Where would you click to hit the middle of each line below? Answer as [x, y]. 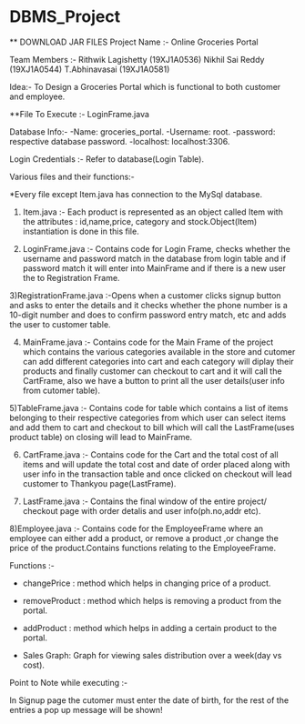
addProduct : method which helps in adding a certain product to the [150, 628]
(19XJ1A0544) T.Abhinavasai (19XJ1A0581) [90, 69]
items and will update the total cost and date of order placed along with [156, 464]
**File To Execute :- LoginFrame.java [80, 114]
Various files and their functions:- [72, 176]
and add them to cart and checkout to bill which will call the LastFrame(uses [152, 427]
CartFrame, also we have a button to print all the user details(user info [153, 380]
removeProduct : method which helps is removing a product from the [152, 600]
